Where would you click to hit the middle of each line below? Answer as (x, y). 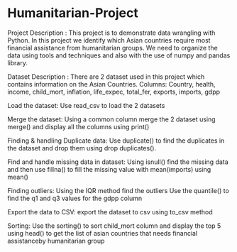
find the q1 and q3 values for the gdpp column (75, 198)
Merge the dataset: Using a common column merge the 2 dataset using (111, 119)
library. (18, 62)
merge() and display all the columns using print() (78, 126)
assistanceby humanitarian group (56, 241)
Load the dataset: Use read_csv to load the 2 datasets (86, 105)
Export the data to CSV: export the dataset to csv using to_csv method (110, 212)
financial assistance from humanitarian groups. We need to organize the (112, 48)
